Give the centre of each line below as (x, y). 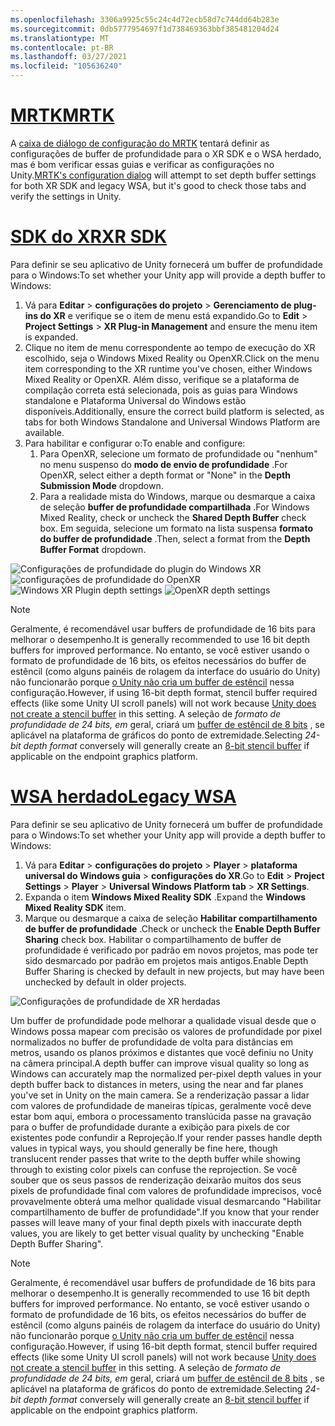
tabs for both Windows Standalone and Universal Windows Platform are (172, 422)
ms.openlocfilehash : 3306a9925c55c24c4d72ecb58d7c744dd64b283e (145, 19)
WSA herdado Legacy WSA (123, 797)
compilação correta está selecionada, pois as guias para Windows (161, 390)
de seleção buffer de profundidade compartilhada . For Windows (174, 507)
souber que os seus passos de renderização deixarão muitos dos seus (156, 1180)
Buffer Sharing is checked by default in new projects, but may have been (174, 971)
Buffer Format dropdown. (93, 549)
